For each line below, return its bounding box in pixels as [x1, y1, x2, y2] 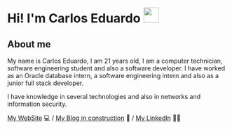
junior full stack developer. [7, 79, 84, 87]
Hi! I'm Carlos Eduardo [7, 10, 141, 26]
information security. [7, 100, 67, 108]
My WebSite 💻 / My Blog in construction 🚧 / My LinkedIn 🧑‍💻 [7, 114, 181, 122]
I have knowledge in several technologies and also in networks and [7, 93, 201, 100]
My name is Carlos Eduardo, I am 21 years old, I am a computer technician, [7, 56, 223, 65]
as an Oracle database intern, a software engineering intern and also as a [7, 72, 219, 79]
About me [7, 38, 51, 50]
